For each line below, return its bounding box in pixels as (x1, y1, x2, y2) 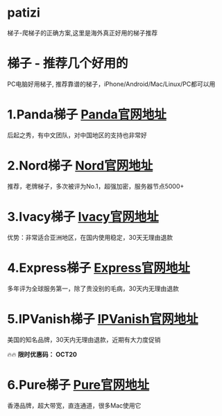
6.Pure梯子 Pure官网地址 (7, 376, 150, 392)
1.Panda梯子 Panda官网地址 (7, 107, 166, 123)
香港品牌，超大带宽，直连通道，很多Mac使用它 (7, 401, 142, 410)
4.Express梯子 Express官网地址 (7, 260, 191, 275)
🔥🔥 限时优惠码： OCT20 (7, 350, 78, 358)
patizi (7, 5, 40, 21)
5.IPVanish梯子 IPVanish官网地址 (7, 311, 199, 327)
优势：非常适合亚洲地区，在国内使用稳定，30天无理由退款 (7, 233, 173, 241)
